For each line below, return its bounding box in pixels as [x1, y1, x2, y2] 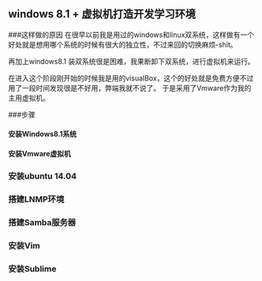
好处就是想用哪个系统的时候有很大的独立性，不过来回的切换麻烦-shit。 [8, 39, 238, 49]
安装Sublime [8, 263, 57, 274]
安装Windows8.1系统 [8, 129, 77, 139]
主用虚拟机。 [8, 93, 50, 103]
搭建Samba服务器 [8, 216, 77, 227]
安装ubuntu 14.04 [8, 170, 77, 182]
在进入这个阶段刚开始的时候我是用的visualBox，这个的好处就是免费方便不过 [8, 73, 254, 83]
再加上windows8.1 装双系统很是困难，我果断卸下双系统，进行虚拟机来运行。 [8, 56, 255, 66]
